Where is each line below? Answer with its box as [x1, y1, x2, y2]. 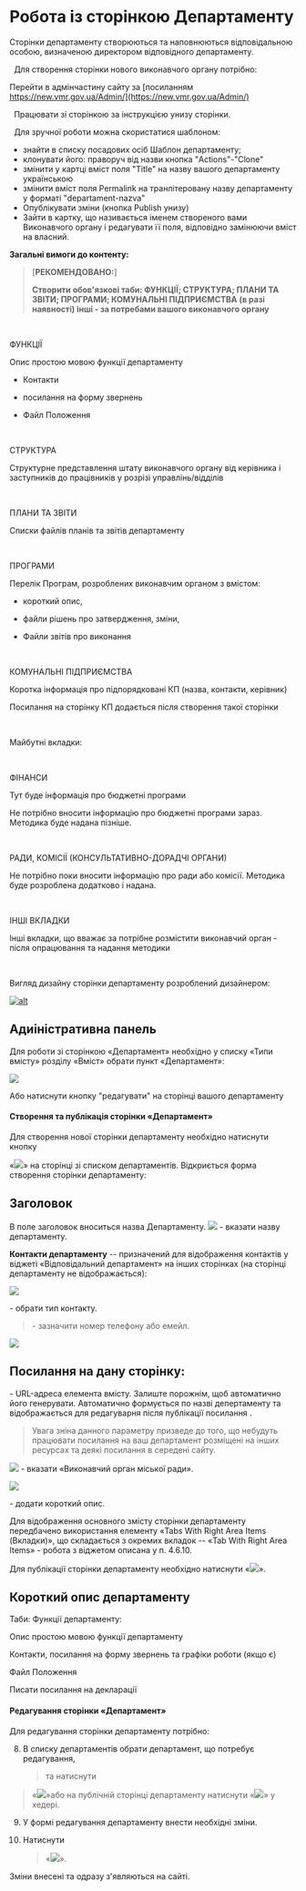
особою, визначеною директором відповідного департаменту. [9, 46, 254, 56]
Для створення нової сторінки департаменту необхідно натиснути [9, 1131, 269, 1142]
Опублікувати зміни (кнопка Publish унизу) [22, 202, 189, 213]
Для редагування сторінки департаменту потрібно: [9, 1725, 209, 1736]
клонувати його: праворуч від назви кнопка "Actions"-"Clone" [22, 153, 264, 165]
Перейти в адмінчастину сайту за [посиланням [9, 81, 194, 92]
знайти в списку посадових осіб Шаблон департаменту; [22, 144, 241, 155]
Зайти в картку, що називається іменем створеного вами [22, 211, 248, 222]
